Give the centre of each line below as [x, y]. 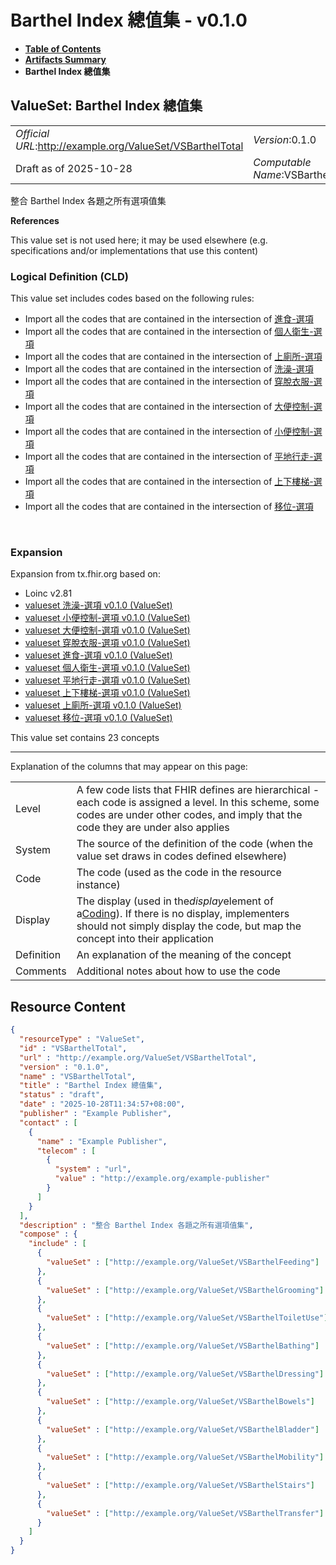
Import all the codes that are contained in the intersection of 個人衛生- [169, 332]
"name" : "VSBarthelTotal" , [78, 1076]
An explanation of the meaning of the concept [184, 955]
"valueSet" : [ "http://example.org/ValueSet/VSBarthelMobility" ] [185, 1457]
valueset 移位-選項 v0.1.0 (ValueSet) [98, 718]
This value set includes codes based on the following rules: [132, 298]
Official [32, 133]
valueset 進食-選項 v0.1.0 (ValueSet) [98, 655]
